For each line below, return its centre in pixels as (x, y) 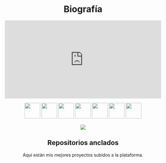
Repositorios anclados (83, 143)
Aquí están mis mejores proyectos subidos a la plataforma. (83, 155)
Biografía (83, 9)
